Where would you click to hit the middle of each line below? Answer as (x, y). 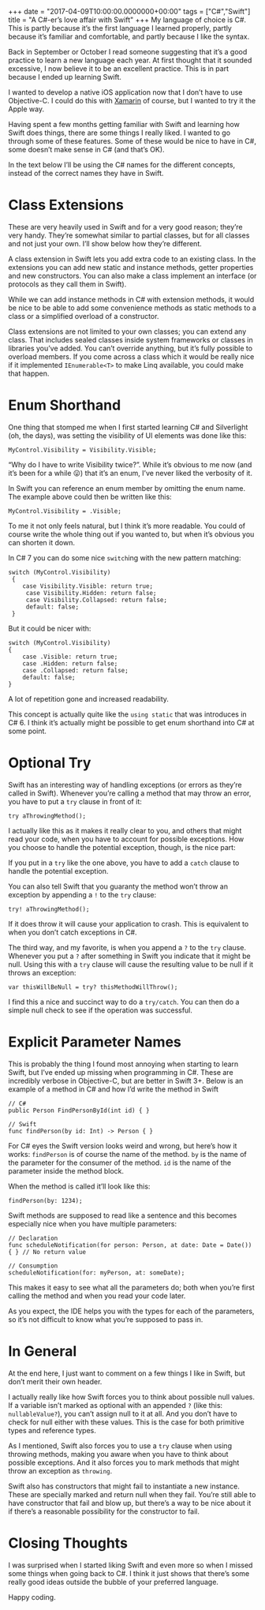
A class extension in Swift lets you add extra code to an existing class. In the (132, 259)
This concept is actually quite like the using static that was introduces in (127, 714)
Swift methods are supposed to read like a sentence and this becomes (123, 1215)
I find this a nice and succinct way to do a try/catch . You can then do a (124, 1002)
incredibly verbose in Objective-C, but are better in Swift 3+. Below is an (126, 1080)
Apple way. (26, 109)
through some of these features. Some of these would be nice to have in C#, (132, 141)
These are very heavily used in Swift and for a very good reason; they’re (125, 227)
